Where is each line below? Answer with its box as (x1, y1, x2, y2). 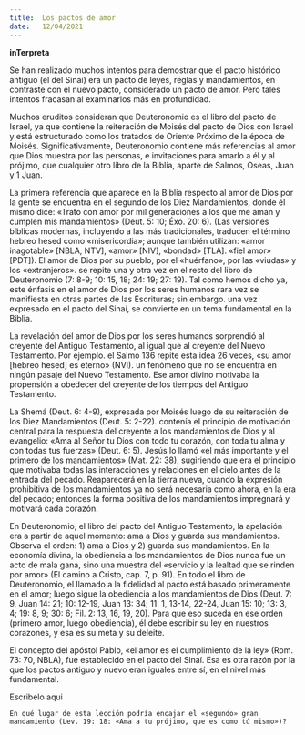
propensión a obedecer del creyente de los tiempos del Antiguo (9, 379, 249, 390)
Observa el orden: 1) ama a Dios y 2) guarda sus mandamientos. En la (9, 539, 270, 551)
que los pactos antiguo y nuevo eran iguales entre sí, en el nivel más (9, 664, 266, 675)
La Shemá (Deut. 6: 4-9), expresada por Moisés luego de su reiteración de (9, 406, 289, 417)
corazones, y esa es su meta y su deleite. (9, 627, 166, 638)
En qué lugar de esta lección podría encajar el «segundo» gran (9, 709, 259, 718)
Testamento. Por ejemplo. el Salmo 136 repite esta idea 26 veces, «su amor (9, 350, 292, 361)
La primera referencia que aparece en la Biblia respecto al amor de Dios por (9, 187, 294, 198)
